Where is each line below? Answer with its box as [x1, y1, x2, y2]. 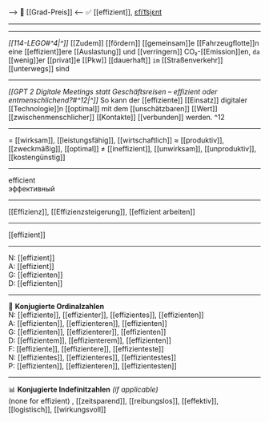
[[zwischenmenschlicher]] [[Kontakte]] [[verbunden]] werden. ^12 [8, 112, 226, 122]
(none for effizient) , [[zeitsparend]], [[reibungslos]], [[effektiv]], [8, 396, 219, 405]
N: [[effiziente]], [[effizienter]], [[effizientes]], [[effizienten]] [8, 310, 204, 320]
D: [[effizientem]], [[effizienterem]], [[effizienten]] [8, 336, 172, 345]
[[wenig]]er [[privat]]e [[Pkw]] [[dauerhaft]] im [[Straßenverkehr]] [8, 55, 223, 65]
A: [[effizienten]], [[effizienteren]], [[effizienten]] [8, 319, 167, 328]
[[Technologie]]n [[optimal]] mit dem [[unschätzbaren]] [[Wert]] [8, 104, 218, 113]
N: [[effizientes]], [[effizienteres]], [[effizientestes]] [8, 352, 177, 362]
